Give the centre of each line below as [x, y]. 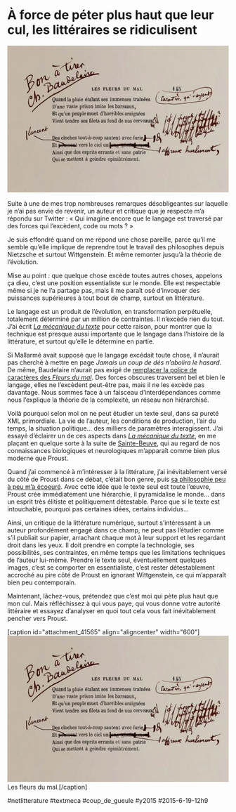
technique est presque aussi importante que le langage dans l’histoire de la [116, 334]
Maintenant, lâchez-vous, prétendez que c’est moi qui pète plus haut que [113, 596]
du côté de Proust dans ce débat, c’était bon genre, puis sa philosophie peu [117, 479]
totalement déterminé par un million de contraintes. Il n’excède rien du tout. [116, 319]
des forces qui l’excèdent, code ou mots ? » [70, 225]
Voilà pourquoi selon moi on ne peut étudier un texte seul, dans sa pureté [113, 413]
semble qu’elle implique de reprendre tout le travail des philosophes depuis [116, 247]
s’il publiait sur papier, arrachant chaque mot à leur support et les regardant [117, 537]
